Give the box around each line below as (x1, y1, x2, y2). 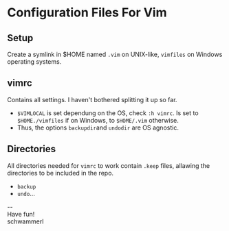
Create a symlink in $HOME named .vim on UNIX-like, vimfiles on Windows (7, 50, 223, 58)
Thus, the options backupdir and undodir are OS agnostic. (17, 123, 179, 132)
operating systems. (7, 58, 62, 66)
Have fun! (7, 210, 35, 218)
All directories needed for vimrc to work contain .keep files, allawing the (7, 161, 210, 169)
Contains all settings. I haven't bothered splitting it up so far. (7, 95, 177, 104)
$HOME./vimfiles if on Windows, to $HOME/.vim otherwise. (17, 116, 179, 124)
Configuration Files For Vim (7, 5, 167, 21)
